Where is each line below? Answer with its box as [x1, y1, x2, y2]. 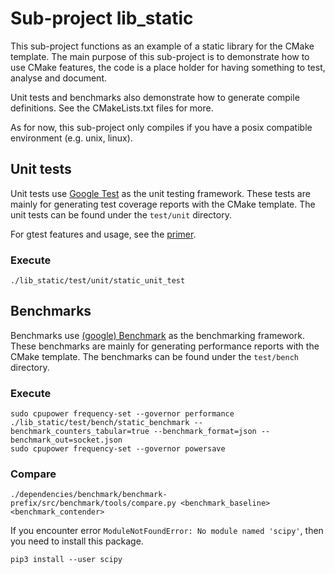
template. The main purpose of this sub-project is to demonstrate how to [10, 50, 310, 62]
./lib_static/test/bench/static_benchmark [10, 418, 190, 428]
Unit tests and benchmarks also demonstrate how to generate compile [10, 91, 300, 103]
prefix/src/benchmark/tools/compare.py [10, 498, 177, 509]
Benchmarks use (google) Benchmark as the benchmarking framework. [10, 329, 305, 341]
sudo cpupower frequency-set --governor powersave [10, 444, 226, 454]
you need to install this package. [10, 535, 144, 547]
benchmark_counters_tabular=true [10, 427, 150, 437]
